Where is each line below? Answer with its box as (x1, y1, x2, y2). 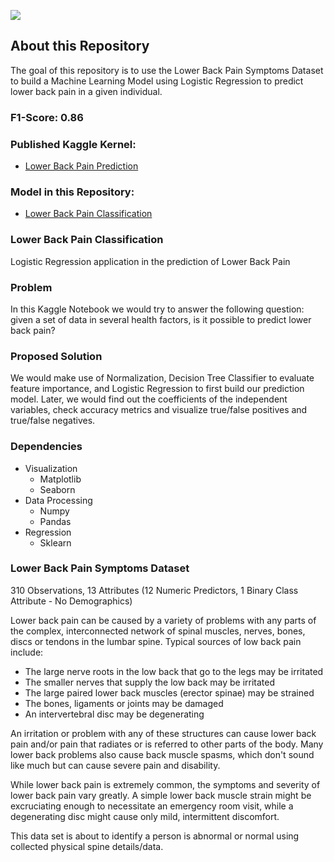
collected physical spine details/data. (10, 840, 164, 852)
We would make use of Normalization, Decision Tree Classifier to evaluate (10, 372, 315, 384)
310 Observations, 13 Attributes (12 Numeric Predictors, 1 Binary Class (10, 584, 299, 596)
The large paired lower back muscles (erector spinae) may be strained (24, 686, 315, 699)
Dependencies (10, 440, 83, 454)
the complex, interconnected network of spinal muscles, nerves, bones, (10, 625, 306, 637)
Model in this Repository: (10, 185, 135, 199)
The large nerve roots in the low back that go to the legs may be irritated (24, 665, 324, 677)
